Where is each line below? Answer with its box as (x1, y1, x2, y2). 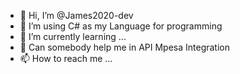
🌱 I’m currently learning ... (19, 31, 127, 42)
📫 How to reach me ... (19, 53, 113, 64)
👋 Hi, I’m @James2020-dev (19, 10, 134, 21)
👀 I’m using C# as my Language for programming (19, 20, 223, 32)
